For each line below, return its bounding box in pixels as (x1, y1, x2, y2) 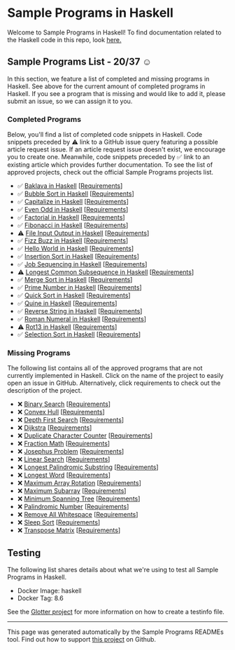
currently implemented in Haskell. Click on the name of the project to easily (7, 372, 224, 380)
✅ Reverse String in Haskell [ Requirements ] (17, 307, 143, 316)
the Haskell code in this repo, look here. (7, 35, 122, 43)
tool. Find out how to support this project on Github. (7, 635, 156, 644)
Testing (7, 547, 41, 559)
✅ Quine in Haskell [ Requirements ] (17, 299, 117, 308)
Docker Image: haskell (17, 587, 82, 595)
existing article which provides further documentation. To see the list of (7, 161, 213, 169)
